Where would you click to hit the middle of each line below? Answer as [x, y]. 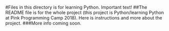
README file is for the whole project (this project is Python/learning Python [85, 12]
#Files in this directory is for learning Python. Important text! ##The [76, 7]
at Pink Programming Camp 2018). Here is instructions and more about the [84, 18]
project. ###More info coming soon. [43, 23]
